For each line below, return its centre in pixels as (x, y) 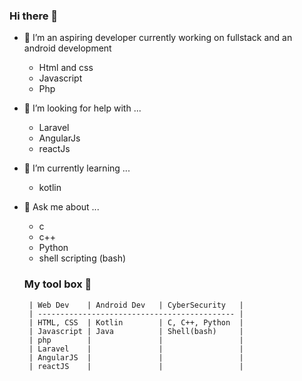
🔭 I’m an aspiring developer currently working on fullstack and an (158, 38)
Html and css (66, 68)
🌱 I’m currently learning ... (77, 168)
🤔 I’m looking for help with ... (82, 108)
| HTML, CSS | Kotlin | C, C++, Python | (136, 322)
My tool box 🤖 (57, 284)
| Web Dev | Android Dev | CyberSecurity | (136, 305)
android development (67, 48)
